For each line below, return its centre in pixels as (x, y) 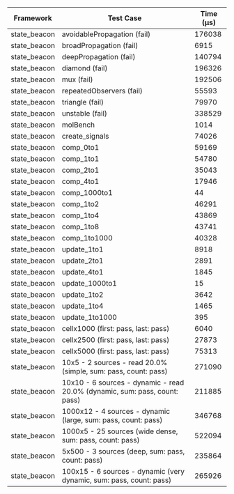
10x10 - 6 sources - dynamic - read (123, 383)
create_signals (85, 136)
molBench (78, 125)
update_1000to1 (89, 283)
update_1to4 (83, 306)
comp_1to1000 (87, 238)
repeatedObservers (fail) (102, 91)
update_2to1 (83, 261)
